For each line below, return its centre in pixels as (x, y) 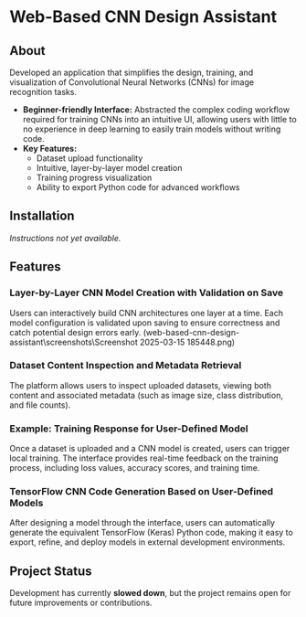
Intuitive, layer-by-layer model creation (109, 168)
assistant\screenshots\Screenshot (74, 342)
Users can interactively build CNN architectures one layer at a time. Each (146, 313)
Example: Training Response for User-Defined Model (129, 429)
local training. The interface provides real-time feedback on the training (144, 458)
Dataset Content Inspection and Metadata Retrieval (126, 366)
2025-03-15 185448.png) (188, 342)
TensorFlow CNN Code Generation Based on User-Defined (142, 492)
